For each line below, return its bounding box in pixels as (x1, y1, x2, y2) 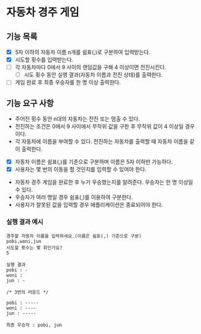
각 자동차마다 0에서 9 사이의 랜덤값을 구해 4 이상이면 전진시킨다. (14, 64, 167, 71)
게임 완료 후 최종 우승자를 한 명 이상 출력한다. (14, 79, 122, 86)
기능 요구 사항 (6, 98, 54, 109)
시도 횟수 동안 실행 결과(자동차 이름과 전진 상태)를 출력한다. (23, 71, 163, 78)
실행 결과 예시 (6, 218, 44, 226)
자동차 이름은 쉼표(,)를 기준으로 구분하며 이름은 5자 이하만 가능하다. (14, 158, 173, 166)
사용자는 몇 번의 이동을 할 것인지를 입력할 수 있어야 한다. (14, 166, 147, 173)
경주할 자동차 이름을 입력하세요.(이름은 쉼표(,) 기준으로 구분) (6, 233, 142, 239)
